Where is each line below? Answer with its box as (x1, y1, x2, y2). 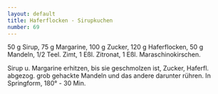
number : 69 (7, 23, 40, 30)
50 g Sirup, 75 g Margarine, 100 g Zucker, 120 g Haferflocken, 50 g (7, 43, 204, 52)
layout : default (7, 10, 56, 18)
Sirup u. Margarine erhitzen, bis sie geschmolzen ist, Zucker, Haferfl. (7, 64, 209, 73)
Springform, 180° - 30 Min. (7, 79, 86, 88)
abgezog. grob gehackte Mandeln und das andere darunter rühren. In (7, 71, 212, 80)
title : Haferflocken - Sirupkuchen (7, 17, 113, 24)
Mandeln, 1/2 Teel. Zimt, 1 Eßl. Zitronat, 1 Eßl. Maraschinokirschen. (7, 50, 201, 59)
